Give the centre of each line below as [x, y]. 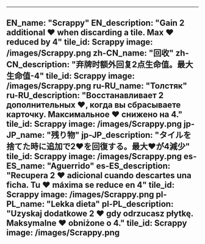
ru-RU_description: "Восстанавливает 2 [85, 95]
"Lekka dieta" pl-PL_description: [110, 204]
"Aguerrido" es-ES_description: [109, 166]
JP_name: [26, 135]
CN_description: [38, 65]
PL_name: [26, 204]
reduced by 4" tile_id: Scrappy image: [80, 42]
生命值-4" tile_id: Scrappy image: [71, 76]
